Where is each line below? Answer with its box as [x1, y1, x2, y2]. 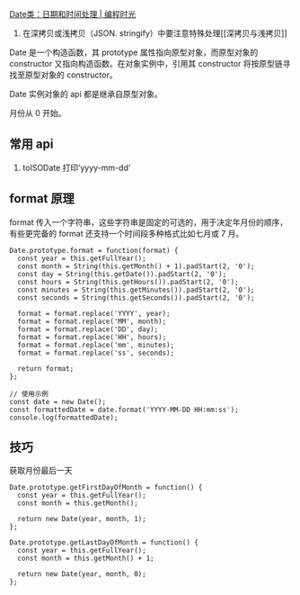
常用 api [9, 137, 54, 152]
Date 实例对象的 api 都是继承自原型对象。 [9, 89, 163, 99]
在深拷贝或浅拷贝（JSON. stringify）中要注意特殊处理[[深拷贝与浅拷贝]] [22, 28, 287, 39]
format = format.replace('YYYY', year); [17, 309, 171, 318]
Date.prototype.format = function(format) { [9, 246, 179, 255]
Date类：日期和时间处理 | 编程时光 [9, 9, 137, 19]
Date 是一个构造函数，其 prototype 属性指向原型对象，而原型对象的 [9, 47, 259, 58]
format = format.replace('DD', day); [17, 324, 159, 334]
